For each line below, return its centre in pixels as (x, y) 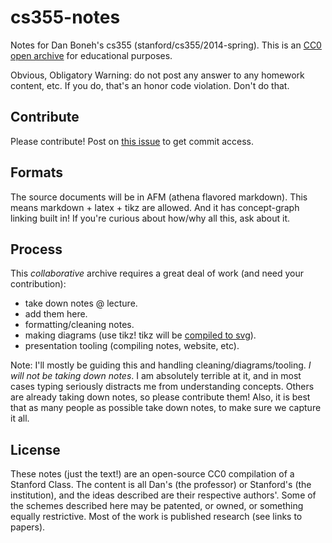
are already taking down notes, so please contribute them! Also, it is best (160, 397)
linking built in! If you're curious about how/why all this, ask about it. (150, 218)
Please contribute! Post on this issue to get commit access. (132, 141)
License (35, 449)
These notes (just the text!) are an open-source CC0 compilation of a (152, 474)
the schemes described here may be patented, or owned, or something (157, 506)
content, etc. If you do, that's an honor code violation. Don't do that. (150, 85)
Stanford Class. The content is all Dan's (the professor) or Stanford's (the (161, 485)
